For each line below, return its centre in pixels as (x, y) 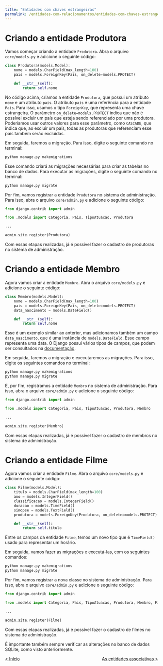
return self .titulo (42, 528)
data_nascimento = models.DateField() (53, 310)
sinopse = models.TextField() (44, 510)
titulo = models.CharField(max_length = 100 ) (58, 492)
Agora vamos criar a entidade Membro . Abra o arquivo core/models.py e (75, 283)
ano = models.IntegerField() (43, 497)
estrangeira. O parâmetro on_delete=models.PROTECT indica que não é (74, 113)
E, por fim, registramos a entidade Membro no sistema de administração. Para (81, 386)
